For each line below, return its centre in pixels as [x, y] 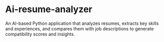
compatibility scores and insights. [40, 34]
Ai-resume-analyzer [49, 9]
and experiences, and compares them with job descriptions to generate [79, 28]
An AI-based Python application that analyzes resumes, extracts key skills [82, 23]
